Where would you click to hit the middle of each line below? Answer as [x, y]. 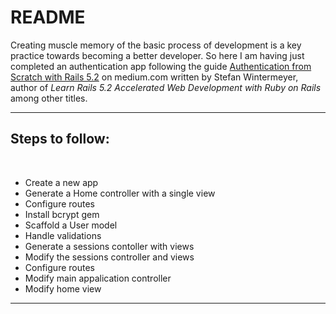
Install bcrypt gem [62, 214]
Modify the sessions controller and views [109, 257]
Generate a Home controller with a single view [120, 193]
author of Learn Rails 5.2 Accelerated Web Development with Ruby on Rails [166, 87]
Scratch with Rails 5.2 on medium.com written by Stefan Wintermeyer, [154, 77]
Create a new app [61, 182]
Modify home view [63, 288]
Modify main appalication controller [98, 278]
